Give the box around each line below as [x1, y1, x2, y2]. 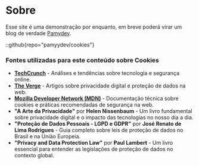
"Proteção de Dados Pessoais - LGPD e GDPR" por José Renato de [14, 120, 182, 127]
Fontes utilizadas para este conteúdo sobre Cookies [5, 56, 159, 64]
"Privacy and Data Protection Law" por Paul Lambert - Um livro [14, 139, 173, 147]
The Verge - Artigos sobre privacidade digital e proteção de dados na [14, 82, 186, 89]
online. [14, 76, 31, 83]
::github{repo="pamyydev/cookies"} [5, 41, 95, 48]
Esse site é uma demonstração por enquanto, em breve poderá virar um [5, 23, 182, 30]
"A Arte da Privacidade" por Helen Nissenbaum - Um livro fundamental [14, 108, 192, 115]
